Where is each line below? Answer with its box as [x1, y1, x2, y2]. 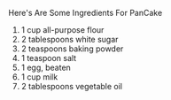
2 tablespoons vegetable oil [20, 81, 123, 91]
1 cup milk [20, 72, 58, 82]
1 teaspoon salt [20, 53, 77, 63]
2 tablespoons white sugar [20, 35, 119, 44]
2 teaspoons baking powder [20, 43, 124, 54]
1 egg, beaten [20, 62, 72, 73]
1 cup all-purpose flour [20, 25, 105, 35]
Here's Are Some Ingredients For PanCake [8, 8, 163, 18]
